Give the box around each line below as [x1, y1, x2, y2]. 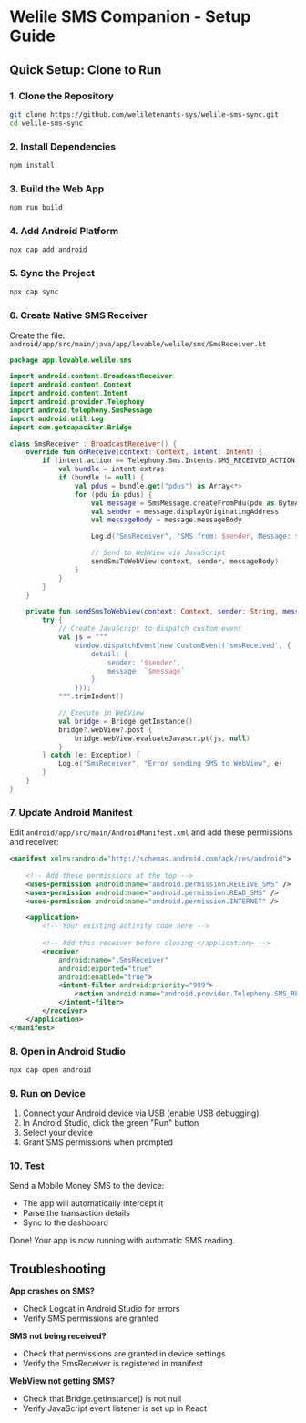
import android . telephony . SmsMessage [9, 406, 153, 415]
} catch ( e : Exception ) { [42, 750, 141, 760]
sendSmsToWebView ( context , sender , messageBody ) [90, 557, 280, 566]
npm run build [9, 203, 64, 212]
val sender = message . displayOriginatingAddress [90, 507, 280, 516]
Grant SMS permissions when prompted [22, 1137, 173, 1148]
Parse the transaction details [22, 1208, 130, 1219]
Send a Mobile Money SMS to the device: [9, 1181, 165, 1191]
